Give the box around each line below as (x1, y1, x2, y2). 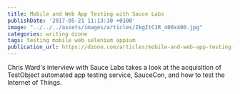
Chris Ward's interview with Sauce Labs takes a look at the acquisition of (7, 63, 221, 71)
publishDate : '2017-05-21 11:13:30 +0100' (7, 17, 136, 24)
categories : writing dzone (7, 30, 88, 38)
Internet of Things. (7, 78, 62, 86)
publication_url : (7, 43, 59, 51)
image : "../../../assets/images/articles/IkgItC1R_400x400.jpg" (7, 23, 203, 31)
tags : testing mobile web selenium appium (7, 37, 136, 44)
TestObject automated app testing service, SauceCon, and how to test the (7, 70, 225, 79)
